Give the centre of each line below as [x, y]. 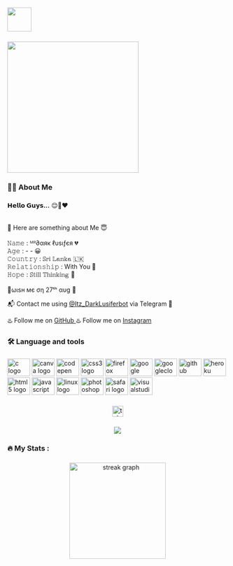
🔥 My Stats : [28, 448]
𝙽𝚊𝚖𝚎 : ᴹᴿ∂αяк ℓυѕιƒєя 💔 [43, 243]
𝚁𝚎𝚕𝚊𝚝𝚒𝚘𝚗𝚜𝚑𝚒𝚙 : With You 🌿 [52, 267]
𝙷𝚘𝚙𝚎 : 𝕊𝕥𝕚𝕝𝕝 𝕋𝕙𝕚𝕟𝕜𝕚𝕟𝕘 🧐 [41, 274]
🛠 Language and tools [46, 341]
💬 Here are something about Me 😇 [57, 227]
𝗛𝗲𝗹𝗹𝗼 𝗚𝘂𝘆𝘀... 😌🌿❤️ [38, 205]
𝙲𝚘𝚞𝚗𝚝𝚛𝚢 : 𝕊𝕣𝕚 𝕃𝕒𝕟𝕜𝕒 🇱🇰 [46, 258]
